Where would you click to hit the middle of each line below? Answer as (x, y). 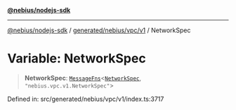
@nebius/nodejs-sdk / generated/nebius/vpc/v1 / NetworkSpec (99, 30)
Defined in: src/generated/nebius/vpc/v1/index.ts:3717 (86, 99)
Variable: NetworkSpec (77, 59)
